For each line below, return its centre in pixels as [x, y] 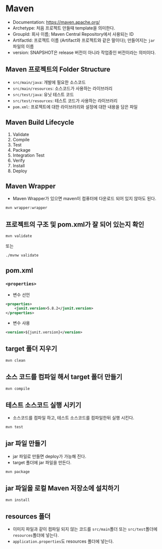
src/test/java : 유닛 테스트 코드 [43, 94]
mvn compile [18, 389]
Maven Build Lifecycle [40, 122]
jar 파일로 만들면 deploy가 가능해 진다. [49, 456]
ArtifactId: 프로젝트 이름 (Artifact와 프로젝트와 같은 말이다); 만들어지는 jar [84, 40]
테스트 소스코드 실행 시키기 [43, 405]
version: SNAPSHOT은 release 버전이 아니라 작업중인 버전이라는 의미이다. [84, 52]
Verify [19, 160]
